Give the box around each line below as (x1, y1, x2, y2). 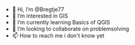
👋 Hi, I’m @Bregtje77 (12, 6, 64, 13)
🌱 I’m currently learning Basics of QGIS (12, 19, 111, 26)
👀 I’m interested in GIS (12, 12, 68, 19)
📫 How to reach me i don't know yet (12, 32, 105, 39)
